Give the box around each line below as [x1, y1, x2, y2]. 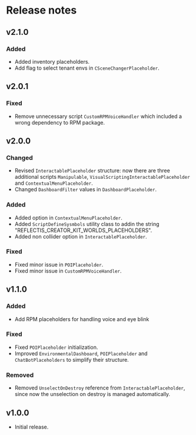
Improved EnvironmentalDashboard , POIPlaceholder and [14, 349, 148, 357]
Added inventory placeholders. [14, 58, 90, 65]
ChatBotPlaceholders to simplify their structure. [14, 356, 129, 363]
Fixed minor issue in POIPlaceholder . [14, 261, 104, 268]
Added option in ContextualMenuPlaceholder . [14, 214, 122, 221]
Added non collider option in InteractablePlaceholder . [14, 233, 147, 240]
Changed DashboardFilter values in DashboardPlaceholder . [14, 186, 157, 193]
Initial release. [14, 423, 49, 430]
